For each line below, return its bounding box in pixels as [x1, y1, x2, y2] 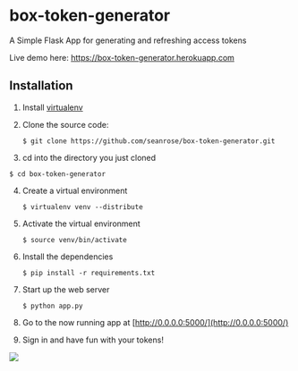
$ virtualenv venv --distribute [21, 202, 143, 211]
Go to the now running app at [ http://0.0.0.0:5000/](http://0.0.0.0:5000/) [21, 316, 289, 327]
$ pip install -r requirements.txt [21, 268, 156, 277]
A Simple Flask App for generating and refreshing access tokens [9, 35, 247, 46]
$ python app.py [21, 301, 83, 310]
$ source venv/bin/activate [21, 235, 127, 244]
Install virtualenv [21, 102, 83, 113]
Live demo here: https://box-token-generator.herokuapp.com [9, 52, 235, 63]
